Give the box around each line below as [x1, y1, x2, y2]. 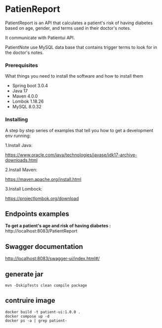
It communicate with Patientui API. [5, 35, 75, 41]
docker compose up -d [5, 314, 50, 319]
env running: [5, 133, 31, 139]
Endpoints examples [5, 209, 70, 218]
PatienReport [5, 3, 60, 15]
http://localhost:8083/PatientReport [5, 228, 78, 234]
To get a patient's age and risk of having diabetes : [5, 223, 111, 229]
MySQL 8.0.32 [12, 104, 42, 110]
